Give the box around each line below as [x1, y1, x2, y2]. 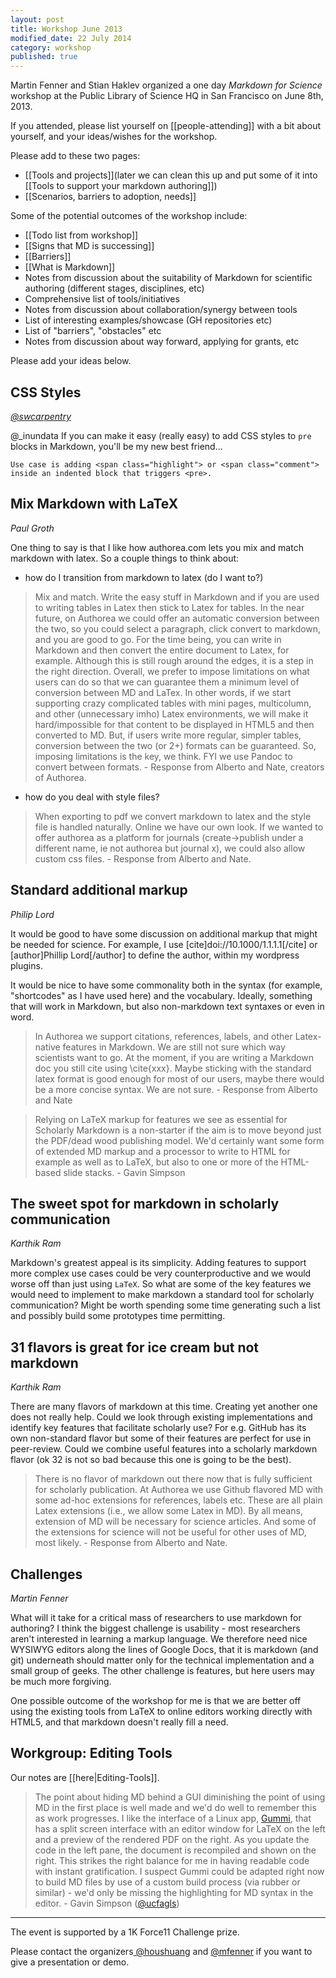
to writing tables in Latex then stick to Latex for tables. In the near [34, 601, 305, 613]
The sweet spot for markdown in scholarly [10, 1195, 280, 1212]
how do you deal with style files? [24, 791, 160, 803]
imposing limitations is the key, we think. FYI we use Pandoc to [34, 750, 293, 762]
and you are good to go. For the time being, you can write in [34, 633, 282, 645]
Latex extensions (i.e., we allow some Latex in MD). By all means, [34, 1505, 303, 1517]
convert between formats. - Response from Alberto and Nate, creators [34, 761, 325, 773]
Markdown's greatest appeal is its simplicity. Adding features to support [10, 1257, 307, 1269]
